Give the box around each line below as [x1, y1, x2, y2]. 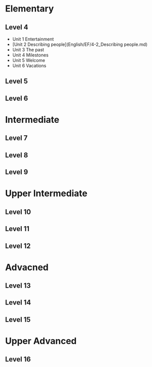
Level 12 [5, 242, 31, 250]
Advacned [5, 262, 49, 273]
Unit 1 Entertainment [12, 36, 54, 42]
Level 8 [5, 151, 28, 159]
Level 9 [5, 168, 28, 176]
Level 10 [5, 208, 31, 216]
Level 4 [5, 23, 28, 31]
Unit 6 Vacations [12, 63, 46, 68]
